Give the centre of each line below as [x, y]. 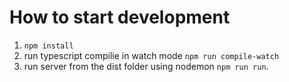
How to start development [120, 17]
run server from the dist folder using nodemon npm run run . [146, 66]
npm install [48, 46]
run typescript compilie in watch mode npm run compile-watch [151, 55]
